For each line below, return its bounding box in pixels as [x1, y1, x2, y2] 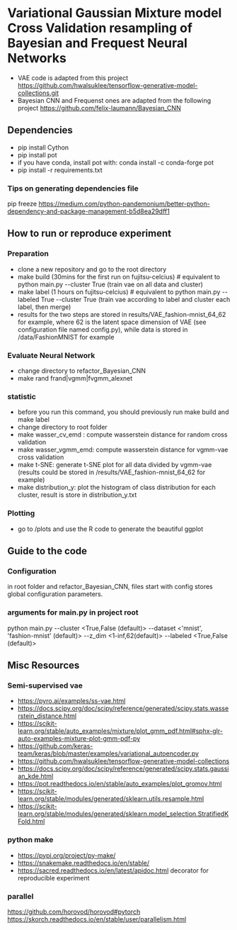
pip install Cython [17, 143, 69, 152]
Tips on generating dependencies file [7, 183, 139, 193]
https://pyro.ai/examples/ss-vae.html [17, 697, 126, 705]
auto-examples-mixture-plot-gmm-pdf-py [17, 734, 141, 743]
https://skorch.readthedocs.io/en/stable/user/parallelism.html [7, 914, 187, 923]
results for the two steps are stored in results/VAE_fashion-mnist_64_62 [17, 310, 226, 318]
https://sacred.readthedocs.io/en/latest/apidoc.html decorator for [17, 866, 209, 875]
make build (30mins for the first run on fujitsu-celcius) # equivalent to [17, 272, 221, 281]
